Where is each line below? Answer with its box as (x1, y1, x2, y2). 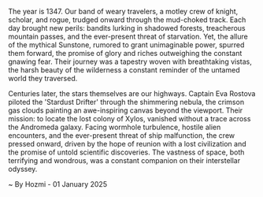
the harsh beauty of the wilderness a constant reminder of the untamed (8, 65, 240, 74)
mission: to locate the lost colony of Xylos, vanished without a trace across (8, 114, 251, 123)
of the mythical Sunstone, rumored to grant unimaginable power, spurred (8, 40, 245, 50)
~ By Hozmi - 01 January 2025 (8, 180, 108, 188)
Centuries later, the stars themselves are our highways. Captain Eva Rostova (8, 89, 256, 98)
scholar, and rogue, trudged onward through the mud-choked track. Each (8, 15, 246, 24)
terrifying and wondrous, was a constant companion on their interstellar (8, 156, 241, 165)
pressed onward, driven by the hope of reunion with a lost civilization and (8, 139, 246, 148)
